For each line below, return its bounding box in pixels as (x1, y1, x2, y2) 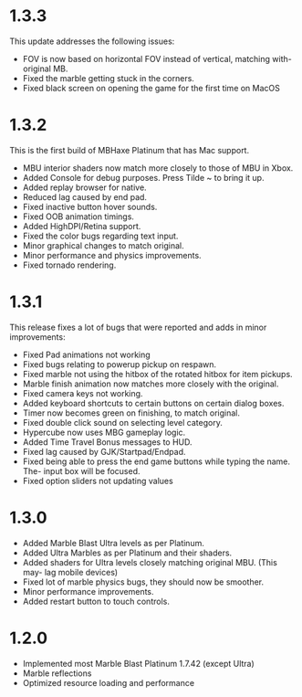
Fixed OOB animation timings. (22, 211, 135, 222)
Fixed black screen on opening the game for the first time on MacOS (22, 82, 281, 93)
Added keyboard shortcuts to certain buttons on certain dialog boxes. (22, 397, 285, 408)
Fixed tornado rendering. (22, 259, 117, 270)
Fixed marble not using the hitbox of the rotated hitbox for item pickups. (22, 368, 294, 379)
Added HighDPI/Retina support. (22, 220, 141, 231)
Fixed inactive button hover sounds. (22, 201, 158, 212)
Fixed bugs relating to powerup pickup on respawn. (22, 358, 217, 370)
